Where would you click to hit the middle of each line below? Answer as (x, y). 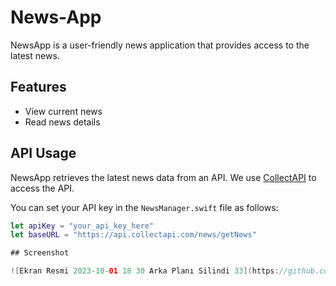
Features (38, 87)
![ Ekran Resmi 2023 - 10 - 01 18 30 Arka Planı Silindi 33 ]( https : (145, 271)
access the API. (42, 188)
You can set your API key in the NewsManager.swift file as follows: (144, 207)
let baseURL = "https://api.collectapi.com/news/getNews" (133, 235)
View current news (63, 111)
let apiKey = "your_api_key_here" (82, 226)
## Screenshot (40, 253)
